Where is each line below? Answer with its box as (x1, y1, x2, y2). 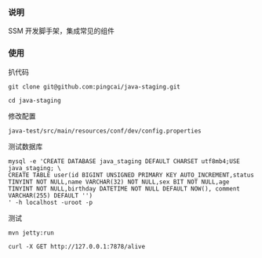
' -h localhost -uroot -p (8, 198, 93, 206)
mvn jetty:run (8, 229, 55, 237)
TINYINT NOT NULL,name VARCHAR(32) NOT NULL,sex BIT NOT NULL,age (8, 178, 230, 186)
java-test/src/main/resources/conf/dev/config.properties (8, 127, 202, 135)
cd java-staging (8, 96, 61, 104)
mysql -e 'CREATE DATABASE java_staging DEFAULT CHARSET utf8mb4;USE (8, 157, 241, 165)
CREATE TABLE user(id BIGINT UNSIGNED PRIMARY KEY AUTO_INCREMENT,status (8, 171, 255, 179)
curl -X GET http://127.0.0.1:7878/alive (8, 242, 146, 250)
